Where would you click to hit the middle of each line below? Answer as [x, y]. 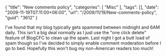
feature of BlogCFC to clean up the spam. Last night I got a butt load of [78, 38]
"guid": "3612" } [22, 18]
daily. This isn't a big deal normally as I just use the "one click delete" [76, 32]
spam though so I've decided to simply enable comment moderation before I [83, 43]
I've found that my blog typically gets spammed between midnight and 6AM [83, 27]
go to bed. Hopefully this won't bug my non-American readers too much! [79, 48]
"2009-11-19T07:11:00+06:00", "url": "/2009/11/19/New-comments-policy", [81, 12]
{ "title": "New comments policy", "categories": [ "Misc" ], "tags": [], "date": [82, 7]
